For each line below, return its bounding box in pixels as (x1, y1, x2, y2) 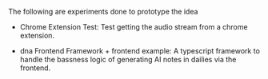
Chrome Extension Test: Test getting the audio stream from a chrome (19, 22, 248, 31)
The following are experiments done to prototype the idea (8, 7, 198, 16)
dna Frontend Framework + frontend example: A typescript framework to (19, 46, 260, 55)
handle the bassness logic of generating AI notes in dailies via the (19, 55, 237, 64)
